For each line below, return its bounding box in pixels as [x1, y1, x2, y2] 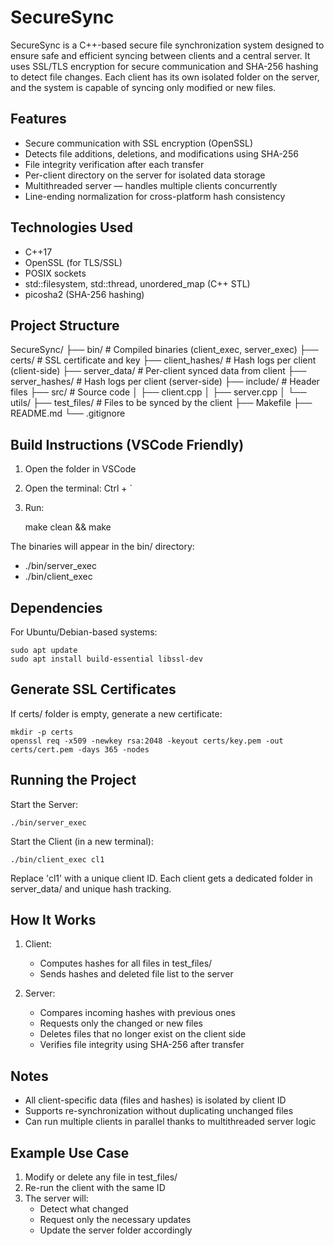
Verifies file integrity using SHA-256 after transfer [39, 1039, 245, 1051]
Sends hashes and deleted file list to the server [39, 968, 234, 980]
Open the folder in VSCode [24, 463, 137, 475]
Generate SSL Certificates [10, 681, 177, 698]
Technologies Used [10, 219, 133, 236]
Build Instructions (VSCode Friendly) [10, 436, 245, 453]
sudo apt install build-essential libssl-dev [10, 654, 203, 664]
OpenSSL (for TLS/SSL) [24, 256, 123, 268]
